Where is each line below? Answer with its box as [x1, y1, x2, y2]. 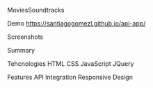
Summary [7, 46, 35, 54]
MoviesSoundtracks [7, 6, 65, 14]
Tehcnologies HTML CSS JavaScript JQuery [7, 60, 134, 68]
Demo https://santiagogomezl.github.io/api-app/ [7, 19, 146, 27]
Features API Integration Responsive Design [7, 73, 134, 81]
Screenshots [7, 33, 44, 41]
